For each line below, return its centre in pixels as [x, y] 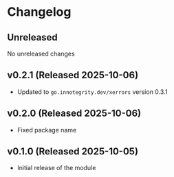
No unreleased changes [41, 54]
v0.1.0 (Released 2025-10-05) [73, 152]
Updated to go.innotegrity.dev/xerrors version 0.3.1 [92, 92]
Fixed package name [47, 130]
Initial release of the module [56, 168]
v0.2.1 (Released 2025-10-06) [73, 75]
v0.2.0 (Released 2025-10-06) [74, 114]
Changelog [39, 12]
